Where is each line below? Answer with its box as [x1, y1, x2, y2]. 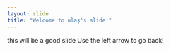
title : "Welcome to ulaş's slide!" [7, 17, 112, 24]
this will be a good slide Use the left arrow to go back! [7, 36, 164, 44]
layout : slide [7, 10, 49, 17]
